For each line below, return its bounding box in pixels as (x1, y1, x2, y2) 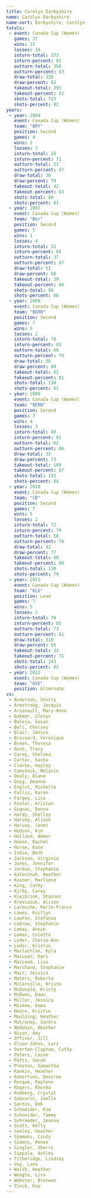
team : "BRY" (14, 123, 43, 129)
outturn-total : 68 (14, 347, 59, 353)
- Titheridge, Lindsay (8, 1156, 65, 1162)
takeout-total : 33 (14, 647, 59, 654)
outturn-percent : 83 (14, 69, 65, 75)
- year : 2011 (8, 576, 41, 582)
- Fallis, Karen (8, 790, 49, 796)
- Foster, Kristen (8, 800, 54, 807)
